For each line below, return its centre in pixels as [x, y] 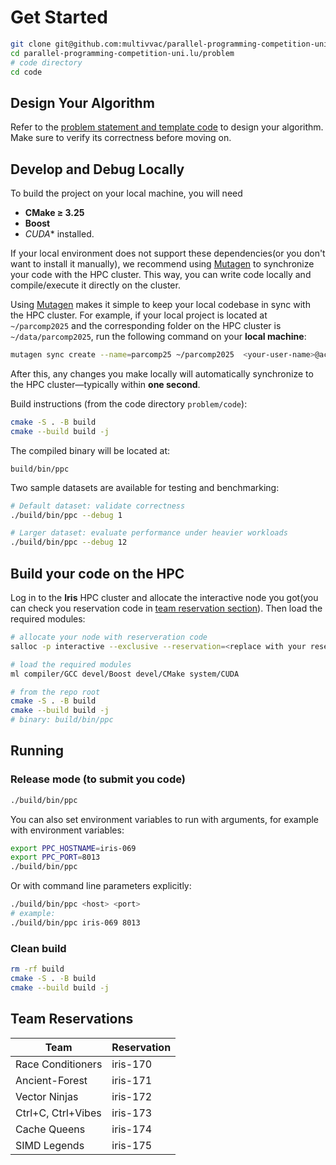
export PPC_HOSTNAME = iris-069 [73, 848]
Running [37, 751]
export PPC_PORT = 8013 [55, 857]
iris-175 [132, 1145]
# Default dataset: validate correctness [98, 506]
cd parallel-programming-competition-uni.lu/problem [122, 53]
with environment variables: [67, 830]
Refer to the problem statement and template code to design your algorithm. [167, 127]
